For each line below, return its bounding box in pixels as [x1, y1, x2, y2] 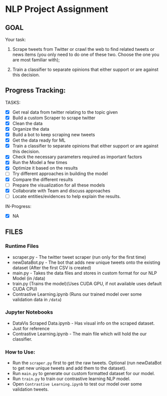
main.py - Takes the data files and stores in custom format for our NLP [12, 270, 157, 276]
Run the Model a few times [12, 160, 67, 166]
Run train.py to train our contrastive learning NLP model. [12, 376, 131, 382]
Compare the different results [12, 176, 73, 183]
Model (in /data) [12, 275, 46, 281]
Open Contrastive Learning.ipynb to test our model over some [12, 381, 142, 387]
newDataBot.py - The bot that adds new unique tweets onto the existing [12, 259, 161, 265]
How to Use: [5, 348, 35, 355]
